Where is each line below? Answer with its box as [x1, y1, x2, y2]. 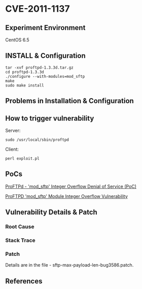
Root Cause [5, 223, 34, 230]
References [5, 277, 43, 285]
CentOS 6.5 [5, 37, 29, 43]
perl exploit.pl [5, 156, 40, 161]
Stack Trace [5, 237, 35, 244]
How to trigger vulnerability [5, 114, 94, 123]
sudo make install [5, 82, 44, 88]
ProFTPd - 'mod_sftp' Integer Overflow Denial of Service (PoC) [5, 183, 137, 189]
